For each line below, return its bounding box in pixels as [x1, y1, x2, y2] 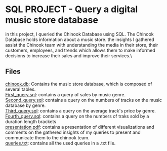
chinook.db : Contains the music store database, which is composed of [5, 81, 152, 87]
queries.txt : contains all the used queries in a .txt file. [5, 140, 116, 146]
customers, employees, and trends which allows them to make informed [5, 47, 155, 53]
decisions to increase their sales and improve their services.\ [5, 52, 133, 59]
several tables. [5, 86, 36, 92]
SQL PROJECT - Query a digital [5, 4, 138, 15]
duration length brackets [5, 118, 57, 125]
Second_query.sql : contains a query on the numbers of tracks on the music [5, 97, 162, 103]
